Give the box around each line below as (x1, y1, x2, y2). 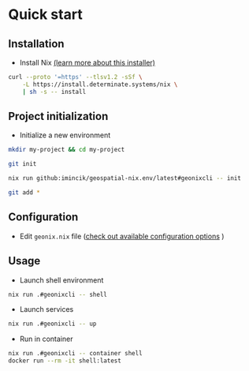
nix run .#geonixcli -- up (8, 320, 97, 328)
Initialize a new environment (19, 130, 111, 140)
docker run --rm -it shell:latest (8, 357, 122, 365)
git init (8, 160, 37, 168)
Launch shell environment (19, 275, 104, 285)
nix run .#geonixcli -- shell (8, 290, 108, 298)
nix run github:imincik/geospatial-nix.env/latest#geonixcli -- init (8, 174, 242, 182)
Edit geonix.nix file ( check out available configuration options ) (19, 231, 225, 241)
